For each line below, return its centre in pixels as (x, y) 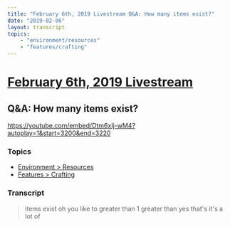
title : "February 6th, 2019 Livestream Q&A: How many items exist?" (111, 14)
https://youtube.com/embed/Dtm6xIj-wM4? (72, 126)
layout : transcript (36, 27)
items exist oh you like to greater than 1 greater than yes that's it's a (124, 208)
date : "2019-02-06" (36, 21)
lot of (32, 216)
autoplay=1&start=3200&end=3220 (59, 133)
